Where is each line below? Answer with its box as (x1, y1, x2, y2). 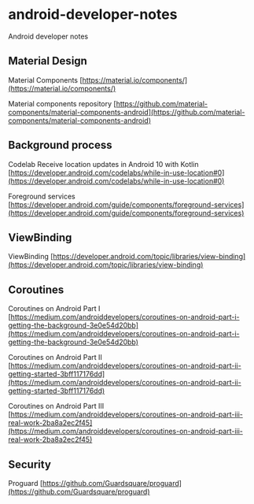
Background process (8, 139, 112, 152)
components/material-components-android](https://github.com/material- (8, 107, 245, 117)
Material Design (8, 54, 88, 68)
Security (8, 458, 51, 471)
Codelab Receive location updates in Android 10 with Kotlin (8, 159, 199, 169)
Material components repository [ (8, 98, 116, 108)
